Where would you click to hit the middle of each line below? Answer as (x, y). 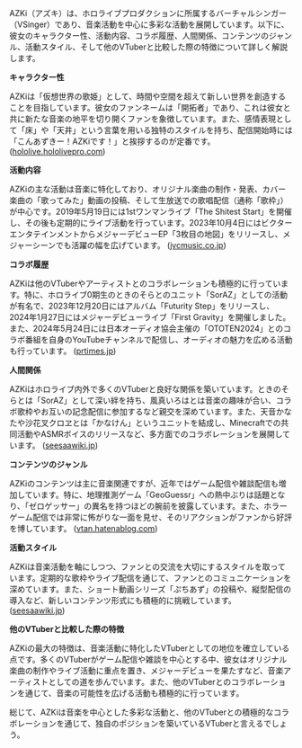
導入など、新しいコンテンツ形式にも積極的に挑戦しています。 (123, 600)
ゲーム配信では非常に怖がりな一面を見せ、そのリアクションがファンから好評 (151, 517)
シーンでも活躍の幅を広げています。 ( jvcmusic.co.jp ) (129, 245)
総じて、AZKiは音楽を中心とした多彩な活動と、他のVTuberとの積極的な (142, 712)
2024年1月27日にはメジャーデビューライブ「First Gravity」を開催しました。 (150, 317)
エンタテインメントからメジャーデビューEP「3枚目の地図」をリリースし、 (146, 234)
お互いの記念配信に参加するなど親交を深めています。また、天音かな (166, 411)
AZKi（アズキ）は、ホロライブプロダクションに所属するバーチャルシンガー (148, 13)
